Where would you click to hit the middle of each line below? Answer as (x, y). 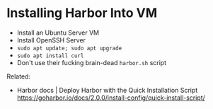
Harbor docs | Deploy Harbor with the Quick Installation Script (107, 90)
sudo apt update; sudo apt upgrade (69, 48)
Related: (19, 76)
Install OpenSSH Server (51, 40)
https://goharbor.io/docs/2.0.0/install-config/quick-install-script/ (111, 98)
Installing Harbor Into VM (82, 13)
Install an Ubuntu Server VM (58, 33)
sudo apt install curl (50, 56)
